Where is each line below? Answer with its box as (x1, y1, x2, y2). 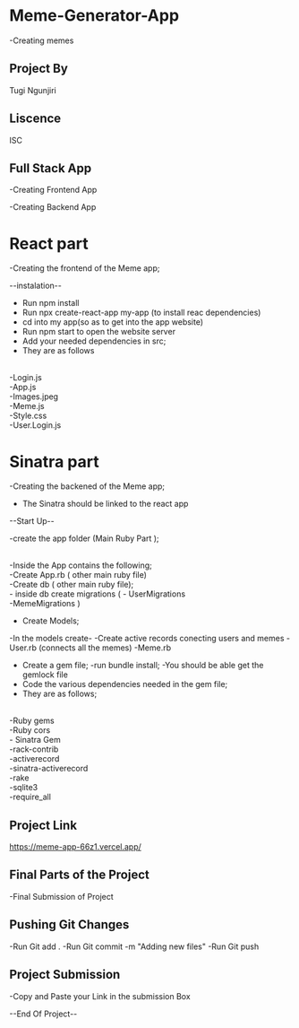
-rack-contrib (9, 744, 59, 754)
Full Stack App (9, 161, 92, 176)
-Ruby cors (9, 725, 51, 736)
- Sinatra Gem (9, 735, 61, 745)
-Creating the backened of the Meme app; (9, 481, 166, 492)
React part (9, 233, 89, 254)
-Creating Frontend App (9, 185, 98, 196)
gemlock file (21, 669, 69, 680)
